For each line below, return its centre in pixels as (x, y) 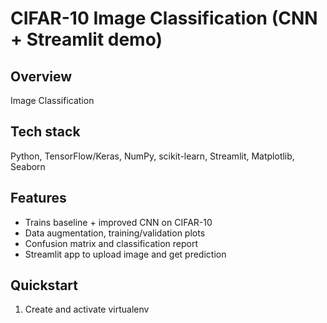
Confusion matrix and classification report (111, 243)
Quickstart (44, 285)
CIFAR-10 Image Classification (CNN (164, 18)
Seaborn (28, 166)
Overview (41, 76)
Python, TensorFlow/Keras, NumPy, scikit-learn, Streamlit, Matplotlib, (152, 156)
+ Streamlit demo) (86, 39)
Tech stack (45, 132)
